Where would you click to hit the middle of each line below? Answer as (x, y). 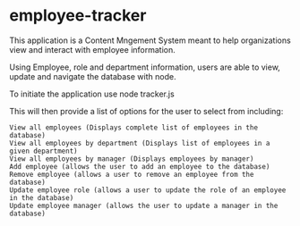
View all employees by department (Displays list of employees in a (140, 143)
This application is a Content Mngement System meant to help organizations (150, 40)
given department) (43, 151)
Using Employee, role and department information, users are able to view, (145, 67)
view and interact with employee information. (93, 49)
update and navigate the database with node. (93, 76)
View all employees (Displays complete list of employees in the (133, 127)
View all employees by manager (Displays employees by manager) (132, 159)
